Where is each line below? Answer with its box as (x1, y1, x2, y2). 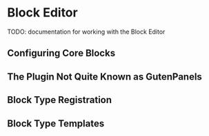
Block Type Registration (7, 94, 112, 106)
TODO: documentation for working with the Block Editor (7, 27, 166, 36)
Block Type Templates (7, 117, 105, 129)
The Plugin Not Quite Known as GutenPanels (7, 71, 202, 82)
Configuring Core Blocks (7, 47, 116, 59)
